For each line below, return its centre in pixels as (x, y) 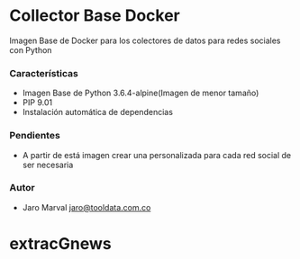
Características (44, 73)
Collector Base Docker (95, 16)
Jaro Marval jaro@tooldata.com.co (86, 207)
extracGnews (60, 244)
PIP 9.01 (37, 103)
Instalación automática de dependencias (98, 112)
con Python (31, 49)
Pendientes (35, 136)
